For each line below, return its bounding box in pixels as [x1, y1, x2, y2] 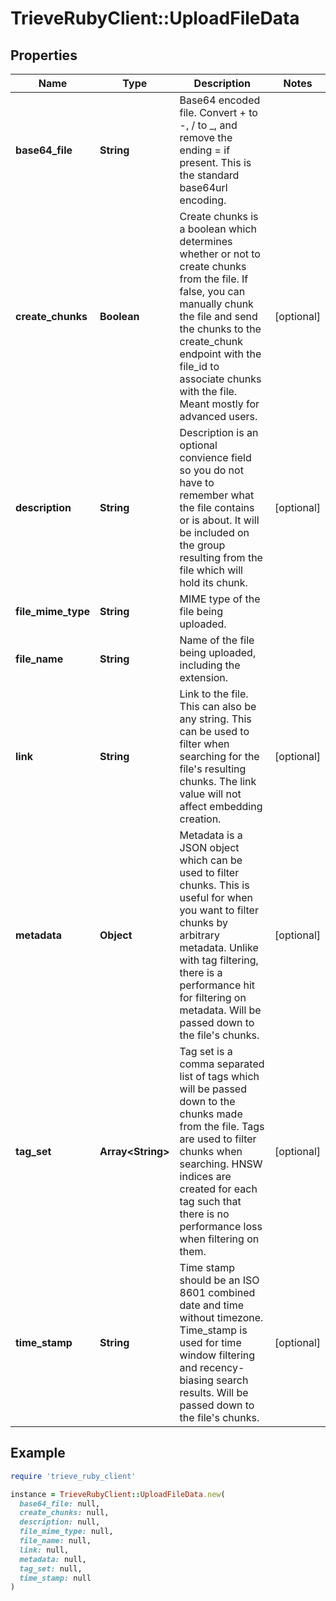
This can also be [179, 700, 257, 713]
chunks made [179, 1107, 243, 1121]
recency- [199, 1361, 245, 1374]
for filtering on [179, 991, 247, 1004]
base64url [179, 181, 228, 194]
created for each [179, 1182, 258, 1196]
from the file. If [179, 272, 249, 286]
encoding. [179, 193, 227, 207]
